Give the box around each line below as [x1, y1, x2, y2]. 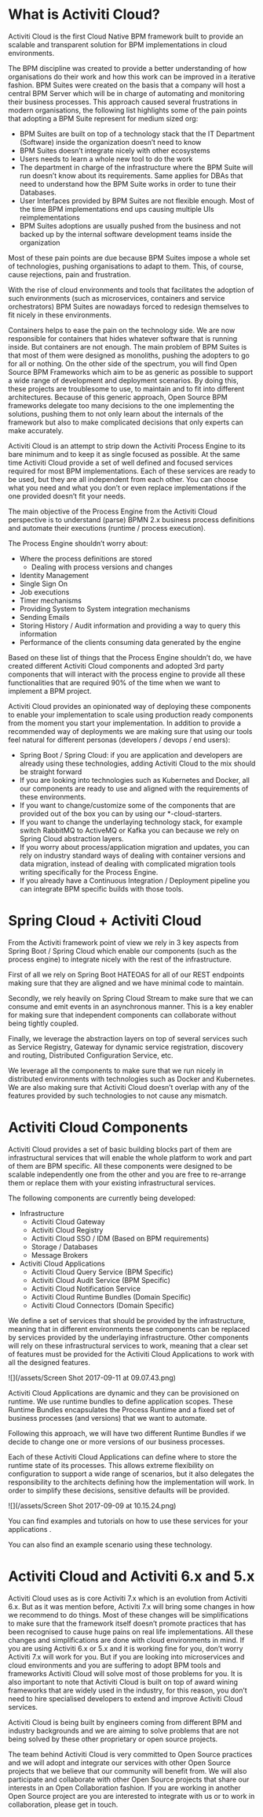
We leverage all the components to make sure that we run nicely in [8, 1066, 224, 1075]
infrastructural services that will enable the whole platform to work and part [8, 1152, 253, 1163]
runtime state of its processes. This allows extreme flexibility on [8, 1460, 214, 1470]
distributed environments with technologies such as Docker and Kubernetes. [8, 1074, 256, 1084]
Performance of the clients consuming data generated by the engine [19, 637, 241, 647]
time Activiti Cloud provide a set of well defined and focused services [8, 458, 233, 467]
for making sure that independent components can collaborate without [8, 1010, 237, 1019]
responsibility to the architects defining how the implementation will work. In [8, 1477, 255, 1486]
